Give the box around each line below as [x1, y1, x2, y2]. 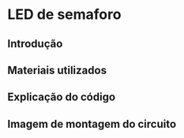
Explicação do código [7, 91, 116, 104]
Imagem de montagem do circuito [7, 117, 177, 131]
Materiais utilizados [7, 63, 107, 76]
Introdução [7, 37, 63, 50]
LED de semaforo [7, 6, 122, 24]
